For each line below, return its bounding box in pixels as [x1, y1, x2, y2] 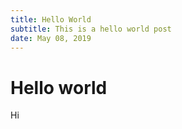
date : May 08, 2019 [10, 33, 92, 43]
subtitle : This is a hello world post [10, 24, 172, 34]
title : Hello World [10, 14, 92, 25]
